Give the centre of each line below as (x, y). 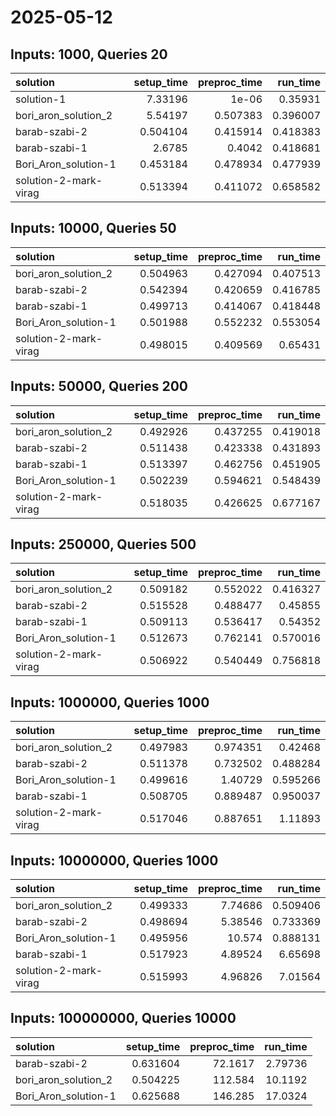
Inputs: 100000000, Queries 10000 (123, 1018)
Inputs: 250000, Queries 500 (103, 544)
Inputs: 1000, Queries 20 (89, 54)
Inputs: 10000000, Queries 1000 (114, 860)
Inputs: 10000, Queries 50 (93, 228)
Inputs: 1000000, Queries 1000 (110, 702)
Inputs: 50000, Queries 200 (99, 386)
